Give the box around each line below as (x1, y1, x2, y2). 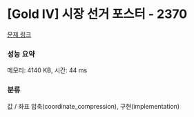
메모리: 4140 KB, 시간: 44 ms (7, 66, 88, 74)
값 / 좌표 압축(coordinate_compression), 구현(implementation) (7, 102, 180, 110)
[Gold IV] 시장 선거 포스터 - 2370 (7, 6, 188, 22)
